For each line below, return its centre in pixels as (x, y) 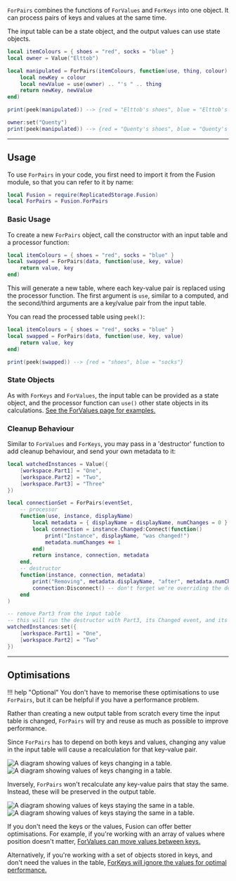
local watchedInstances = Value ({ (58, 464)
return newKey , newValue (56, 91)
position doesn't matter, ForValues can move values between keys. (104, 841)
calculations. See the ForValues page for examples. (81, 410)
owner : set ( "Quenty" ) (38, 122)
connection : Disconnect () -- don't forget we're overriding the (127, 588)
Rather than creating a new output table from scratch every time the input (113, 713)
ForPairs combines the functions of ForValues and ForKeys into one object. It (118, 10)
